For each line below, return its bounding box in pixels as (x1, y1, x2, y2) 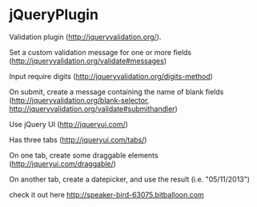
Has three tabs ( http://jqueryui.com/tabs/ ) (9, 134, 147, 145)
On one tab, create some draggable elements (9, 150, 159, 160)
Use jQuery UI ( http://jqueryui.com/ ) (9, 119, 129, 129)
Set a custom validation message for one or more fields (9, 47, 191, 57)
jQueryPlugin (9, 6, 99, 24)
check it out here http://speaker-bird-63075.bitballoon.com (9, 189, 204, 199)
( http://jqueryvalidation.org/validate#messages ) (9, 56, 167, 66)
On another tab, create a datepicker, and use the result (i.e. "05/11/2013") (9, 174, 251, 184)
